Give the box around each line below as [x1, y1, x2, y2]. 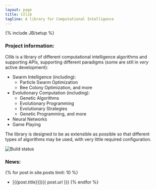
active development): [5, 64, 49, 70]
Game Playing [12, 121, 41, 127]
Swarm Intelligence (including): [12, 74, 76, 80]
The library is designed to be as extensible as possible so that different [5, 131, 150, 137]
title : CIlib [5, 12, 32, 17]
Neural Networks [12, 116, 47, 122]
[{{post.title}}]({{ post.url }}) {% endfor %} [12, 179, 99, 185]
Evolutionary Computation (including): [12, 90, 90, 96]
